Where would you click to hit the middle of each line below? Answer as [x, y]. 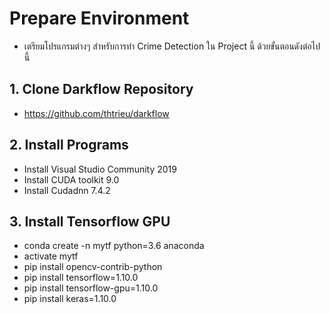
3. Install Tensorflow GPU [90, 221]
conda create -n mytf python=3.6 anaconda [114, 246]
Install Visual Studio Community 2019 [100, 169]
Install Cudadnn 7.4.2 [67, 190]
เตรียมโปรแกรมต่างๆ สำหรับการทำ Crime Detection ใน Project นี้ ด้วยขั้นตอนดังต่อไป [172, 46]
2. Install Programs [69, 145]
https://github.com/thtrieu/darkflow [96, 113]
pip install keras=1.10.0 [70, 299]
